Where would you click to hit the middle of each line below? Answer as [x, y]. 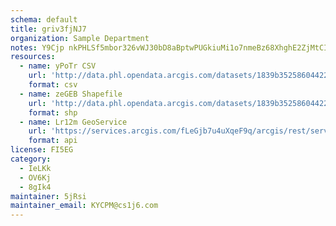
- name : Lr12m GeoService [73, 122]
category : [31, 159]
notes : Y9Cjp [37, 47]
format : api [53, 141]
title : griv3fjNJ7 [48, 29]
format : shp [53, 112]
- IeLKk [35, 168]
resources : [33, 57]
